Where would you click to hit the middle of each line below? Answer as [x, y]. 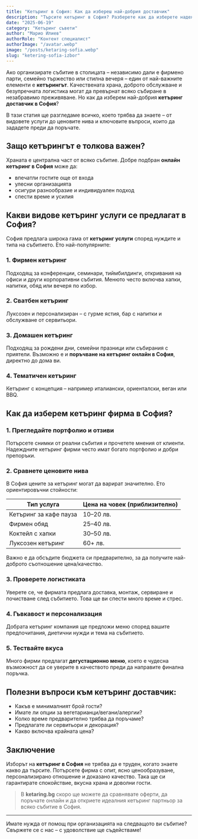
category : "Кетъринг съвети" [42, 28]
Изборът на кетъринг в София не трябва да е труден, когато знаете [92, 764]
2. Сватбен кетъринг [37, 301]
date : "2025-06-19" [30, 22]
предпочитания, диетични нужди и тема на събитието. [75, 633]
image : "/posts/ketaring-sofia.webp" [52, 50]
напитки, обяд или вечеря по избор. [52, 285]
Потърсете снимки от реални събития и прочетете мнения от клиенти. [96, 443]
